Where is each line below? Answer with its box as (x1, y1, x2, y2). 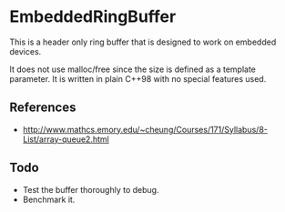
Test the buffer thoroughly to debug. (22, 184, 159, 195)
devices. (9, 45, 42, 56)
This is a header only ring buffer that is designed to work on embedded (9, 36, 277, 47)
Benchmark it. (22, 194, 76, 205)
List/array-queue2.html (22, 134, 109, 145)
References (9, 100, 76, 116)
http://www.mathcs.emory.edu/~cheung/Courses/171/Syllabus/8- (22, 124, 269, 135)
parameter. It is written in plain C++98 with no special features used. (9, 73, 267, 84)
